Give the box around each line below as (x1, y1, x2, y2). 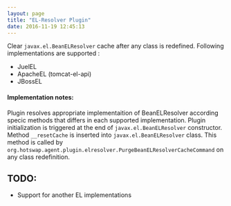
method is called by (7, 138, 64, 146)
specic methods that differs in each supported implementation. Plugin (7, 115, 206, 124)
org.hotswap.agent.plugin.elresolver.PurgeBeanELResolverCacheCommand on (7, 145, 224, 153)
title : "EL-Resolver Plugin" (7, 17, 91, 24)
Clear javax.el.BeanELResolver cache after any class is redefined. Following (7, 42, 224, 50)
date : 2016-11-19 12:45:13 (7, 23, 85, 30)
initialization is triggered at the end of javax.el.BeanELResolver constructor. (7, 123, 223, 131)
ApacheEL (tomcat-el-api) (17, 70, 92, 78)
